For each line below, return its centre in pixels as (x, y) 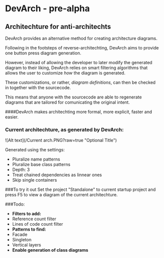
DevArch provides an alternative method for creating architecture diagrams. (81, 38)
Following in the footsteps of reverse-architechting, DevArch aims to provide (82, 48)
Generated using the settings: (35, 150)
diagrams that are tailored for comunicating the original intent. (68, 102)
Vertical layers (27, 245)
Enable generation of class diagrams (50, 250)
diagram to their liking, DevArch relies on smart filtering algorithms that (76, 68)
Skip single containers (35, 180)
